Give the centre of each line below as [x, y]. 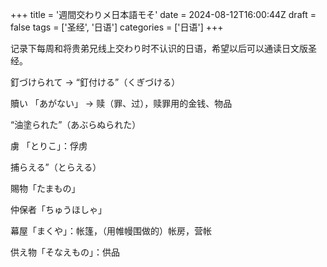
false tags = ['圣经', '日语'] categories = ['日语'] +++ [117, 27]
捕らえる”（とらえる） [56, 167]
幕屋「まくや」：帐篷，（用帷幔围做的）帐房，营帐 [111, 231]
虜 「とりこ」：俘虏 [49, 146]
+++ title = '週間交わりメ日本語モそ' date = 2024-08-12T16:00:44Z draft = [163, 14]
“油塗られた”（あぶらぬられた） [76, 124]
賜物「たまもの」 [45, 188]
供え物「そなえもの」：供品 [65, 252]
